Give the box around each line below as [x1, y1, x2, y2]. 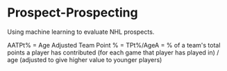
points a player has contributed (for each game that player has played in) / [7, 48, 219, 57]
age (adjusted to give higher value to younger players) [7, 55, 162, 63]
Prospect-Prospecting [7, 5, 138, 21]
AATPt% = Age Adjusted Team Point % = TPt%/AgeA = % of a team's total [7, 41, 221, 49]
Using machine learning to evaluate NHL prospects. [7, 28, 155, 36]
